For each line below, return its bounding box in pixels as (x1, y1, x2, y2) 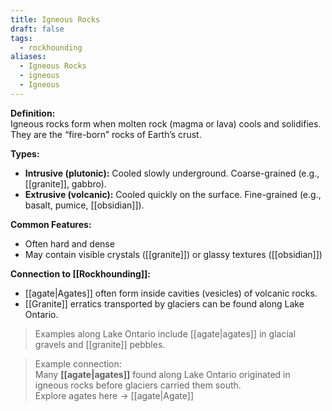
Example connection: (34, 357, 122, 370)
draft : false (10, 24, 65, 34)
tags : (10, 33, 33, 43)
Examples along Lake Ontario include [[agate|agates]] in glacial (34, 327, 297, 340)
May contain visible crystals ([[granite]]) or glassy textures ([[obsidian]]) (24, 248, 323, 260)
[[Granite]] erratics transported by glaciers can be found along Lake (24, 297, 305, 310)
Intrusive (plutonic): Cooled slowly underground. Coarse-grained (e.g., (24, 167, 320, 179)
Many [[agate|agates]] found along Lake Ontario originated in (34, 368, 291, 380)
